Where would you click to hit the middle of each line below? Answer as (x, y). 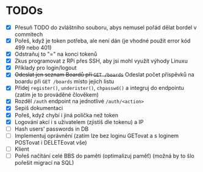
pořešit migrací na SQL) (44, 162)
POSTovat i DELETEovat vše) (51, 142)
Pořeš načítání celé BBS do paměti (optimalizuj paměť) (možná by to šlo (104, 156)
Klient (22, 149)
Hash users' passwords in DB (52, 129)
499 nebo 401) (33, 48)
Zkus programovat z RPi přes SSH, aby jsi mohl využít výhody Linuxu (101, 61)
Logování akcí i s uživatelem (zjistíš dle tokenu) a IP (79, 122)
